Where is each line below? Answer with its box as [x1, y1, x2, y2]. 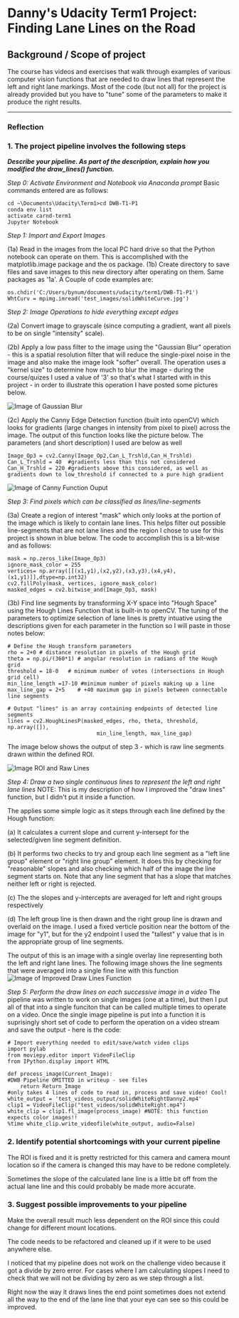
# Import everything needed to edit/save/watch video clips [7, 1040, 190, 1047]
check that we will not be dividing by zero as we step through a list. [7, 1273, 205, 1282]
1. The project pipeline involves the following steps [7, 141, 186, 151]
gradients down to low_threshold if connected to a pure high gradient [7, 471, 224, 478]
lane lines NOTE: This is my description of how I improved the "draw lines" [7, 785, 225, 794]
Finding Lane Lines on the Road [7, 20, 196, 36]
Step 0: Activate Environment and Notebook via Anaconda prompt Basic [7, 179, 220, 187]
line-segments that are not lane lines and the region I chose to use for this [7, 526, 224, 535]
